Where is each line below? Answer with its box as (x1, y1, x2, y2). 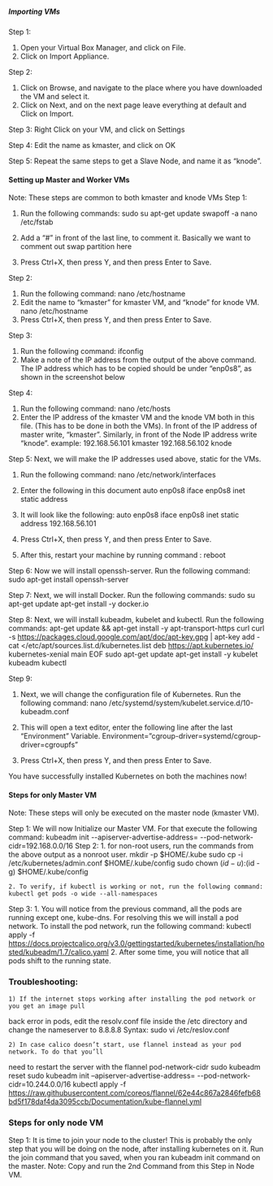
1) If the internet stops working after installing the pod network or (8, 995, 256, 1003)
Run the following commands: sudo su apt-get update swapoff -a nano (19, 208, 258, 219)
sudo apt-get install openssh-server (8, 574, 129, 585)
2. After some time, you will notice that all (110, 948, 249, 957)
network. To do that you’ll (8, 1048, 104, 1056)
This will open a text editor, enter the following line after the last (19, 722, 233, 732)
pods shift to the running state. (8, 956, 111, 966)
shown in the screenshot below (19, 373, 126, 382)
